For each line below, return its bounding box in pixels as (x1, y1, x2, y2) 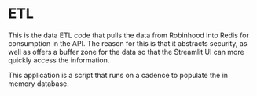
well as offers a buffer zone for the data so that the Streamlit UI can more (8, 47, 245, 56)
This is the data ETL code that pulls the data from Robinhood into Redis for (8, 30, 249, 40)
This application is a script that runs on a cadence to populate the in (8, 70, 229, 80)
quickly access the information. (8, 55, 110, 65)
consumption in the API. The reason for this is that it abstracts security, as (8, 38, 248, 48)
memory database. (8, 79, 69, 88)
